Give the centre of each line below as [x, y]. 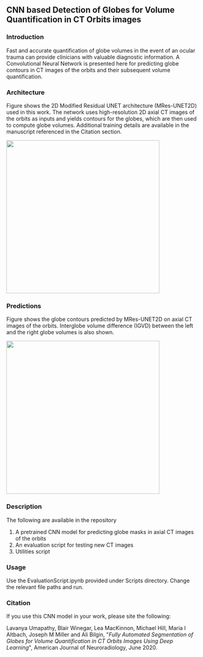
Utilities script [32, 551]
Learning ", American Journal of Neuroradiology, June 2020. [82, 648]
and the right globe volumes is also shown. [60, 332]
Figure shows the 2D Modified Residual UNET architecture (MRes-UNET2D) [102, 105]
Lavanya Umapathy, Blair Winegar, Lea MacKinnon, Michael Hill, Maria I [96, 628]
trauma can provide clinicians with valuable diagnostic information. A [93, 57]
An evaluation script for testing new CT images [74, 545]
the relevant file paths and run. [45, 587]
